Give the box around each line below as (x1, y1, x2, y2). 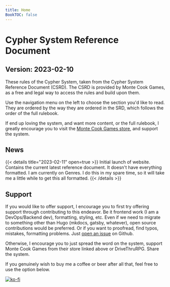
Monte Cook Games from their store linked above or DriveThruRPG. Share (5, 246, 159, 252)
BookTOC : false (5, 12, 38, 17)
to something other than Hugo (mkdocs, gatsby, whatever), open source (5, 220, 156, 226)
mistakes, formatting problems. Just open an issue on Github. (5, 231, 134, 237)
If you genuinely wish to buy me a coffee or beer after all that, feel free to (5, 261, 158, 267)
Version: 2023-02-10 (5, 65, 74, 74)
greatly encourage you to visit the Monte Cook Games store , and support (5, 125, 158, 131)
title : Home (5, 7, 30, 13)
